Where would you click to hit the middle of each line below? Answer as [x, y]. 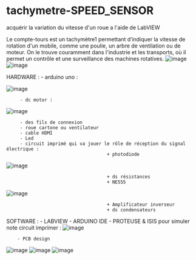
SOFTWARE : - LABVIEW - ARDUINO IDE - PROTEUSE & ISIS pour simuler [98, 221]
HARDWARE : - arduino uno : [42, 77]
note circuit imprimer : [34, 227]
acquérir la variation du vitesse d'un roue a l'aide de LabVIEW [83, 27]
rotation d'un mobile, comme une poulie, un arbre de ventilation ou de [93, 46]
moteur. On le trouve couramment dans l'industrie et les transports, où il [96, 52]
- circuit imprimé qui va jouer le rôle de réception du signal [103, 144]
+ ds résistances [128, 177]
